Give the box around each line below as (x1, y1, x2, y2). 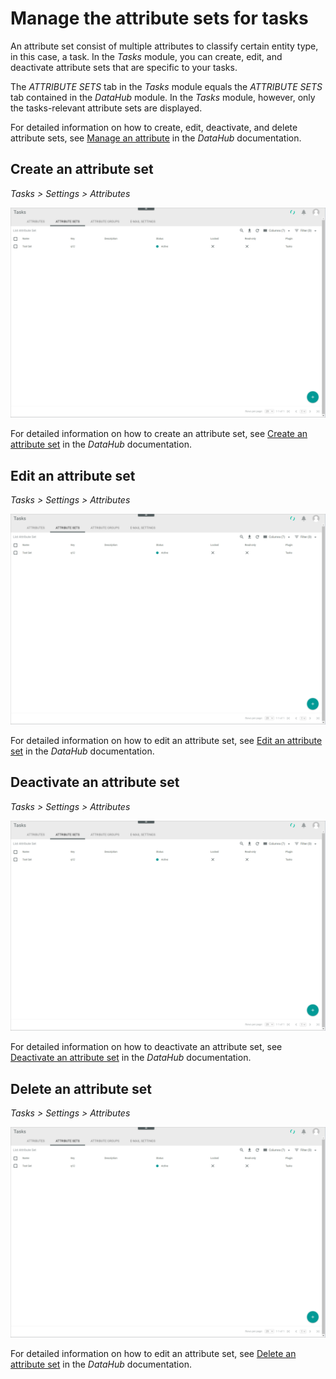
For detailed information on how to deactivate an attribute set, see (10, 1041, 283, 1053)
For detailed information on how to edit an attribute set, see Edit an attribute (10, 734, 323, 746)
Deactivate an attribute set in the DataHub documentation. (10, 1052, 252, 1064)
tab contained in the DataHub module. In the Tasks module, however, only (10, 91, 316, 103)
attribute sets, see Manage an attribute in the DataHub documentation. (10, 132, 302, 144)
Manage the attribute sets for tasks (10, 7, 309, 30)
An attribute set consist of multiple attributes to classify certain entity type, (10, 40, 319, 52)
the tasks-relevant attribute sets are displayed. (10, 102, 203, 114)
